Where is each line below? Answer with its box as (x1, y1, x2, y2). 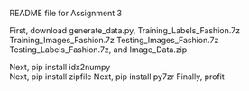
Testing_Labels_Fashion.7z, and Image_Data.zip (9, 44, 188, 55)
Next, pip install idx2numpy (9, 62, 111, 72)
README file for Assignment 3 (9, 8, 123, 18)
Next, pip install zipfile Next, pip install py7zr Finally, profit (9, 71, 226, 82)
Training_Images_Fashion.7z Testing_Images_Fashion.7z (9, 35, 219, 45)
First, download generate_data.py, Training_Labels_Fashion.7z (9, 25, 241, 35)
